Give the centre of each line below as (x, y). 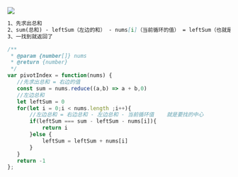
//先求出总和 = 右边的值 (49, 82)
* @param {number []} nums (49, 56)
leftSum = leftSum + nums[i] (85, 141)
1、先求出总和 (25, 23)
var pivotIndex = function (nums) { (60, 75)
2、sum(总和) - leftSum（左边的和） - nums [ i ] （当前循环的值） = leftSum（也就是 (120, 30)
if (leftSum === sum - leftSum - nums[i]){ (93, 121)
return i (55, 128)
